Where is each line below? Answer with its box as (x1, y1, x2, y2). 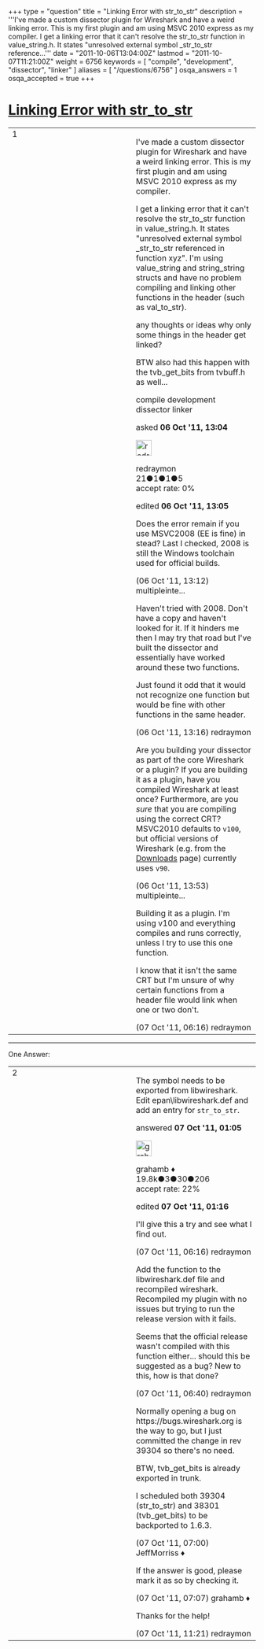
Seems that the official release (136, 1330, 248, 1341)
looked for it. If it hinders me (136, 622, 240, 633)
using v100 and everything (136, 917, 236, 928)
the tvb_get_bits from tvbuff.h (136, 366, 246, 377)
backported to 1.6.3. (136, 1519, 212, 1530)
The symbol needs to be (136, 1074, 225, 1085)
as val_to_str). (136, 301, 187, 312)
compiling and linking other (136, 282, 236, 293)
